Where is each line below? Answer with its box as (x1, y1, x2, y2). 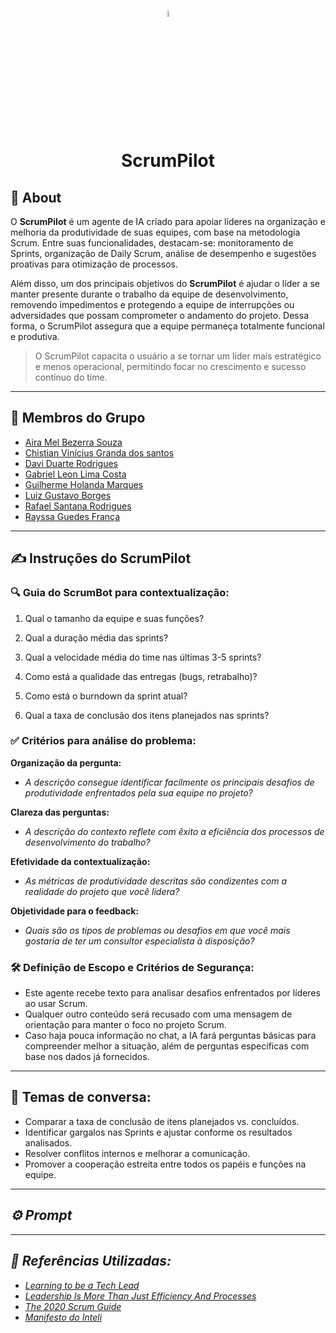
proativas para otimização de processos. (10, 258, 178, 270)
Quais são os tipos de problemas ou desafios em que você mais (24, 924, 291, 936)
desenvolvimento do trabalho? (24, 836, 151, 848)
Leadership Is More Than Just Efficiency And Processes (24, 1290, 257, 1302)
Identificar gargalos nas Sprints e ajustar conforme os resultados (24, 1126, 293, 1138)
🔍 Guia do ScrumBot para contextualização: (10, 586, 230, 600)
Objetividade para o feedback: (10, 905, 140, 917)
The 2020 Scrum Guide (24, 1300, 122, 1312)
